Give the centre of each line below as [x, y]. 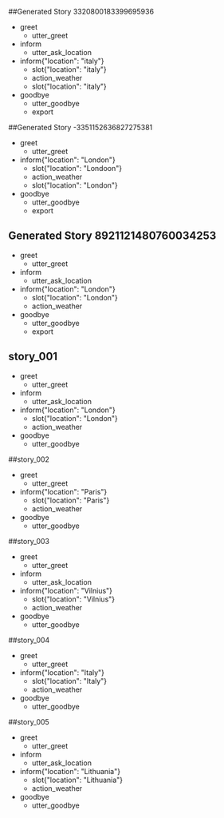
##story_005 [29, 721]
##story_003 [29, 541]
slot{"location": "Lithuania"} [77, 780]
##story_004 [29, 640]
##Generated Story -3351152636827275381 [81, 127]
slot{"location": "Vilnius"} [73, 599]
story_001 [33, 357]
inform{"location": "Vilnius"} [66, 590]
